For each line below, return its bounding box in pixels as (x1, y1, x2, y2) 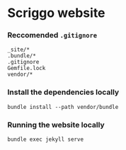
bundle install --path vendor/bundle (7, 103, 119, 110)
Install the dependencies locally (7, 87, 120, 97)
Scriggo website (7, 5, 105, 21)
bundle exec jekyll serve (7, 136, 84, 143)
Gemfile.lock (7, 65, 46, 72)
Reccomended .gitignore (7, 30, 98, 40)
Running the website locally (7, 120, 105, 129)
